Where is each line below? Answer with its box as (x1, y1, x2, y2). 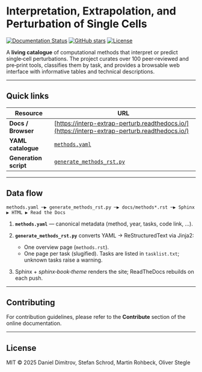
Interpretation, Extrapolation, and (6, 4, 176, 18)
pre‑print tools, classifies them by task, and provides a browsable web (6, 61, 180, 69)
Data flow (6, 188, 43, 198)
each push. (14, 274, 43, 282)
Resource (14, 109, 43, 117)
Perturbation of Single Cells (6, 17, 147, 31)
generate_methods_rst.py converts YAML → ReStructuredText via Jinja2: (14, 232, 194, 239)
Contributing (6, 297, 55, 307)
